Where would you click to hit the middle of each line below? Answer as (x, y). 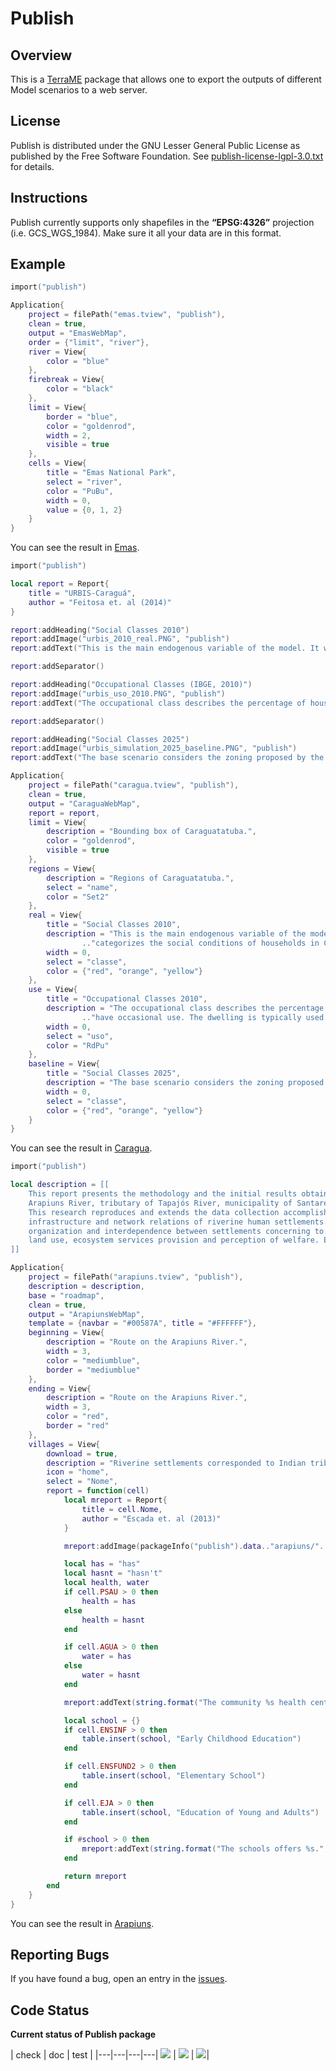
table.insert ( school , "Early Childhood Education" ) (191, 1739)
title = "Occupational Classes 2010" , (127, 999)
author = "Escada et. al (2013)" (151, 1518)
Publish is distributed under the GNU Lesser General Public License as (155, 145)
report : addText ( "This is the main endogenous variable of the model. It (165, 648)
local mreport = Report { (115, 1500)
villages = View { (64, 1444)
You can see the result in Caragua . (81, 1148)
